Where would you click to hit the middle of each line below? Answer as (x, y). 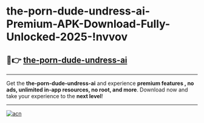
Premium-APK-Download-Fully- (88, 24)
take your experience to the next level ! (55, 96)
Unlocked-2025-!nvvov (67, 37)
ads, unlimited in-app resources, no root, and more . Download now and (97, 90)
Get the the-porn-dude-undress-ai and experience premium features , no (100, 83)
